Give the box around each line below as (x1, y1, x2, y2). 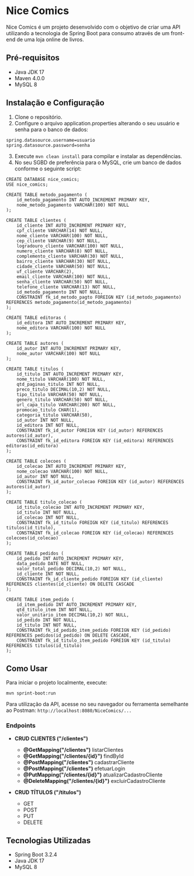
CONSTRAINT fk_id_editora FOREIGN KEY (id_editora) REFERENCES (16, 437, 174, 443)
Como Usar (6, 663, 48, 673)
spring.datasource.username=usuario (6, 137, 95, 143)
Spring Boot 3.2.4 (14, 851, 57, 858)
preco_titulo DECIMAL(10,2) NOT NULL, (16, 386, 111, 392)
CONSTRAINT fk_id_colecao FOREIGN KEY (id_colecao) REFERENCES (16, 530, 174, 536)
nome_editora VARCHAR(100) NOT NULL (16, 325, 106, 331)
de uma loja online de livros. (16, 36, 84, 43)
